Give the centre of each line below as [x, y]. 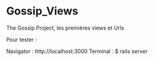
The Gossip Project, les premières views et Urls [65, 28]
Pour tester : [22, 39]
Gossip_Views [42, 11]
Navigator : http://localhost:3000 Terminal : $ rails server [77, 51]
